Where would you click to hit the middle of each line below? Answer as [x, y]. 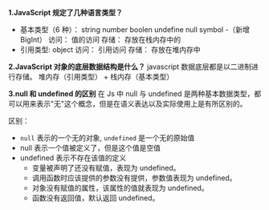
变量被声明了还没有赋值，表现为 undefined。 [106, 168]
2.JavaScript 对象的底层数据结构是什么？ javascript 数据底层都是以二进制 [130, 67]
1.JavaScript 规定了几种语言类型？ [65, 12]
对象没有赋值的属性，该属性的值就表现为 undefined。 [120, 188]
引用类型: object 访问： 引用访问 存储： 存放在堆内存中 [110, 50]
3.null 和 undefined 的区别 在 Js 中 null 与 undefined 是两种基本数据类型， [131, 94]
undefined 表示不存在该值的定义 [73, 158]
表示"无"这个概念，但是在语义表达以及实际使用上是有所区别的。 [141, 104]
